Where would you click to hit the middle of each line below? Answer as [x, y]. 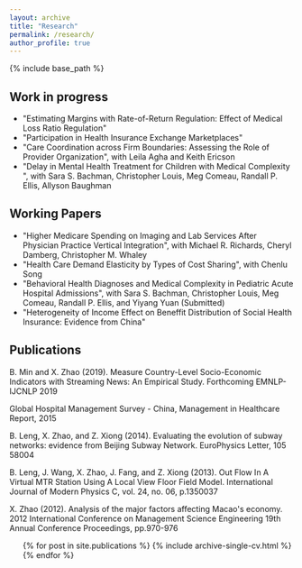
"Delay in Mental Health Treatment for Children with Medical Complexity [156, 167]
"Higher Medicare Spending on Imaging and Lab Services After [139, 235]
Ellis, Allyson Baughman [67, 186]
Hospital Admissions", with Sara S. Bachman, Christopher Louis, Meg [151, 293]
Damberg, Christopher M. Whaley [84, 254]
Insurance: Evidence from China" [84, 322]
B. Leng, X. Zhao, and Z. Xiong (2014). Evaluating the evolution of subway [146, 435]
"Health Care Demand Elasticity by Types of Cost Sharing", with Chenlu [155, 264]
